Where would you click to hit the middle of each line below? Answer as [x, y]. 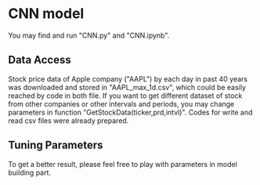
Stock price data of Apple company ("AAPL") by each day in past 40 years [128, 78]
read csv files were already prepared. [69, 120]
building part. [30, 172]
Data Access [40, 60]
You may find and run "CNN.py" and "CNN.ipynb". [89, 35]
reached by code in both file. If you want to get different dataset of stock [125, 96]
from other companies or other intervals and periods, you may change [121, 103]
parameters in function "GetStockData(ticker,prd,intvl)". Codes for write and [130, 112]
